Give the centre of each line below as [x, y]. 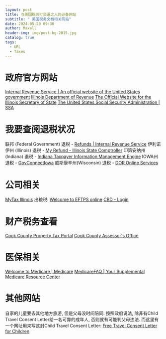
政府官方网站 [32, 78]
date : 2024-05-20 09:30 [30, 24]
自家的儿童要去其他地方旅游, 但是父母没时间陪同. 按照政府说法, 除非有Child [82, 313]
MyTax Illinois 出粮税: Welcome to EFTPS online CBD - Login [67, 199]
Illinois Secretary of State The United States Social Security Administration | [83, 102]
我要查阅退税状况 [40, 129]
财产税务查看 [32, 222]
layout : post [19, 10]
